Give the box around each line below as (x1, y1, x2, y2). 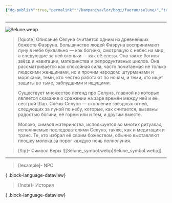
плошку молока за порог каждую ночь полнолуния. (17, 138, 132, 144)
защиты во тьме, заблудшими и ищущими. (17, 80, 111, 86)
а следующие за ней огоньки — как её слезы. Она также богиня (17, 52, 159, 59)
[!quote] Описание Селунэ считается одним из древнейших (17, 36, 149, 42)
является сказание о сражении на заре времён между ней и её (17, 95, 158, 101)
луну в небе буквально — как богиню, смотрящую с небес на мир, (17, 47, 165, 53)
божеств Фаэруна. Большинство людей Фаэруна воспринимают (17, 41, 160, 48)
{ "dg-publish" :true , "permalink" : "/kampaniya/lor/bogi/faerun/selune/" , (5, 7, 161, 13)
